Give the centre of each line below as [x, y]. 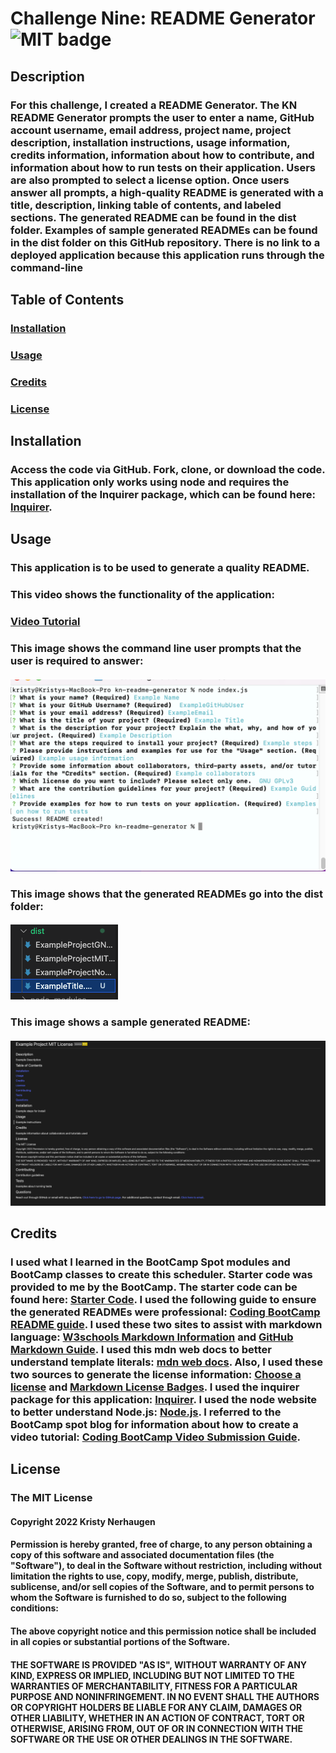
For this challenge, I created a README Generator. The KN [154, 105]
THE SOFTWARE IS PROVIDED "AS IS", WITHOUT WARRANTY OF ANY [159, 1664]
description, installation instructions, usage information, [150, 142]
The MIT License [51, 1498]
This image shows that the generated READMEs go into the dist [166, 894]
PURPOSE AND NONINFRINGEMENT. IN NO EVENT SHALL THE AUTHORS [165, 1696]
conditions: [34, 1608]
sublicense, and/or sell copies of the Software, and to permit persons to [162, 1587]
